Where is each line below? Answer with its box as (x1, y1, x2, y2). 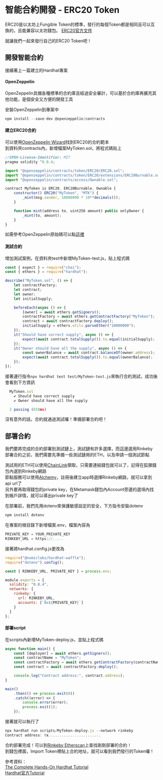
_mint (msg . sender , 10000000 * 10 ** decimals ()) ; (22, 195, 120, 200)
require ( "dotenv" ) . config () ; (5, 560, 64, 565)
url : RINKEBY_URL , (17, 596, 55, 601)
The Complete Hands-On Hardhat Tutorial (5, 764, 89, 770)
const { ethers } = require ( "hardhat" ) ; (5, 270, 88, 274)
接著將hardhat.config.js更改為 (5, 545, 65, 551)
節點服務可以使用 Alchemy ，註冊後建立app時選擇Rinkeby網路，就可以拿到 (5, 474, 152, 480)
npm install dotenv (5, 513, 45, 518)
